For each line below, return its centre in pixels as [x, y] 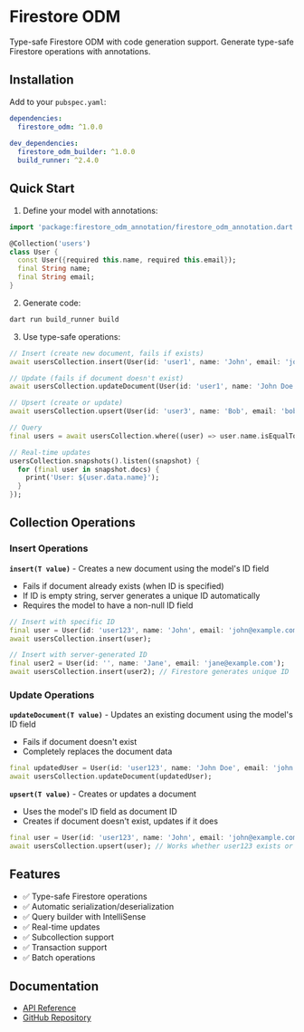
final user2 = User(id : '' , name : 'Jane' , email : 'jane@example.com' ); [147, 663]
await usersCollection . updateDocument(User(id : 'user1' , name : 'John [143, 387]
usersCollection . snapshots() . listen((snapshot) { [105, 461]
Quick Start [42, 189]
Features [35, 875]
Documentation [54, 986]
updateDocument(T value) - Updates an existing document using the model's [152, 715]
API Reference [49, 1008]
